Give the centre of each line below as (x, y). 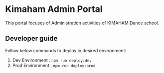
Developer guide (31, 38)
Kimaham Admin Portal (54, 9)
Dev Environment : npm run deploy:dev (52, 60)
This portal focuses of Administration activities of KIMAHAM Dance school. (82, 23)
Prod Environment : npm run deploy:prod (54, 65)
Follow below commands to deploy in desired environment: (66, 50)
